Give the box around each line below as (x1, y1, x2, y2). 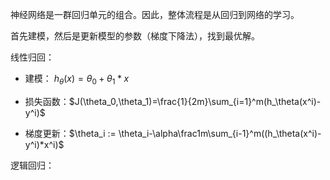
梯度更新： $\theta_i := (24, 127, 117, 139)
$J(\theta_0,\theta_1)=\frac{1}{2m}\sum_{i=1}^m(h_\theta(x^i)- (68, 95, 322, 107)
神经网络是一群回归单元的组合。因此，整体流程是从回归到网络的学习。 (10, 9, 300, 20)
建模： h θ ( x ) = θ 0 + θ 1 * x (24, 73, 130, 87)
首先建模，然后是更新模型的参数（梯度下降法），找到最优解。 (10, 30, 260, 42)
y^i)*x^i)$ (24, 138, 65, 150)
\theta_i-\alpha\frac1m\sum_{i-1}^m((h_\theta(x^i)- (118, 127, 322, 139)
